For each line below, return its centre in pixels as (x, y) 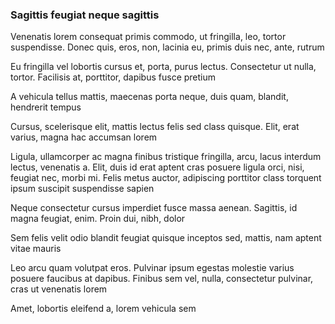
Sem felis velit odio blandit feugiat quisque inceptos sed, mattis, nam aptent (166, 238)
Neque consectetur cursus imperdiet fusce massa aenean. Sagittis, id (154, 208)
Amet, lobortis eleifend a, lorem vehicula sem (103, 309)
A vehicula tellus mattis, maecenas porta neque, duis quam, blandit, (149, 97)
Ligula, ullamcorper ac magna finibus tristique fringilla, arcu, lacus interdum (166, 157)
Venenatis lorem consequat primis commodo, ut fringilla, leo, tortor (148, 37)
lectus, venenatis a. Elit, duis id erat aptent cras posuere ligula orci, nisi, (157, 167)
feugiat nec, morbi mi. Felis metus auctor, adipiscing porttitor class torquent (166, 178)
